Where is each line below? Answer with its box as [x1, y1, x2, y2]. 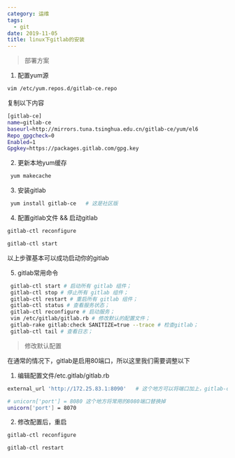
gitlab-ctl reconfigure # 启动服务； [10, 308, 115, 315]
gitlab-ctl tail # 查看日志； [10, 328, 93, 335]
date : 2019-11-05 [7, 29, 58, 37]
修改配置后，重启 [17, 417, 67, 427]
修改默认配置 [24, 341, 62, 350]
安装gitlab [17, 186, 47, 194]
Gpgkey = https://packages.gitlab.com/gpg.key [7, 145, 139, 152]
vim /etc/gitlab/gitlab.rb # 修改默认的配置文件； [10, 315, 150, 322]
